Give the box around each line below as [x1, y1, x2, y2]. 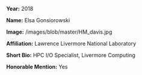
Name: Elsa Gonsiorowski [6, 17, 70, 23]
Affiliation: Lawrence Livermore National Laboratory [6, 40, 137, 47]
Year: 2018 [6, 5, 34, 12]
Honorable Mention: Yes [6, 63, 68, 70]
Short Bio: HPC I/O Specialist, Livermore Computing [6, 52, 135, 59]
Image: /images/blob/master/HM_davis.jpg [6, 28, 113, 35]
